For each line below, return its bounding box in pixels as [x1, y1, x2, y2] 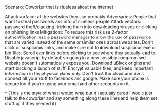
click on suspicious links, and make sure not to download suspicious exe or [5, 45, 156, 50]
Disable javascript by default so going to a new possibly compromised [5, 55, 146, 60]
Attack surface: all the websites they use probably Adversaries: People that [5, 14, 156, 19]
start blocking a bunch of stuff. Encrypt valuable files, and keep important [5, 65, 153, 71]
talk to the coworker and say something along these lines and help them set [5, 95, 157, 101]
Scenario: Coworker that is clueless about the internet [5, 4, 114, 10]
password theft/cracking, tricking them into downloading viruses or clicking [5, 24, 157, 30]
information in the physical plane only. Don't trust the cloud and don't [5, 71, 144, 76]
